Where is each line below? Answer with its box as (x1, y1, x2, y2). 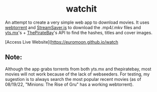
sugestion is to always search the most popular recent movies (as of (5, 76, 141, 82)
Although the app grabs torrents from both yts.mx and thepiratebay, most (5, 66, 152, 72)
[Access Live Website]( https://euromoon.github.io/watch (5, 39, 119, 45)
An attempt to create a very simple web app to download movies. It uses (5, 19, 149, 25)
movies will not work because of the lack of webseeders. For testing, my (5, 71, 150, 77)
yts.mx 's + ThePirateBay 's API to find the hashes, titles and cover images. (5, 30, 153, 35)
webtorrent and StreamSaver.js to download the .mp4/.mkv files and (5, 24, 141, 30)
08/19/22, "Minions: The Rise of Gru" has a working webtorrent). (5, 81, 134, 87)
